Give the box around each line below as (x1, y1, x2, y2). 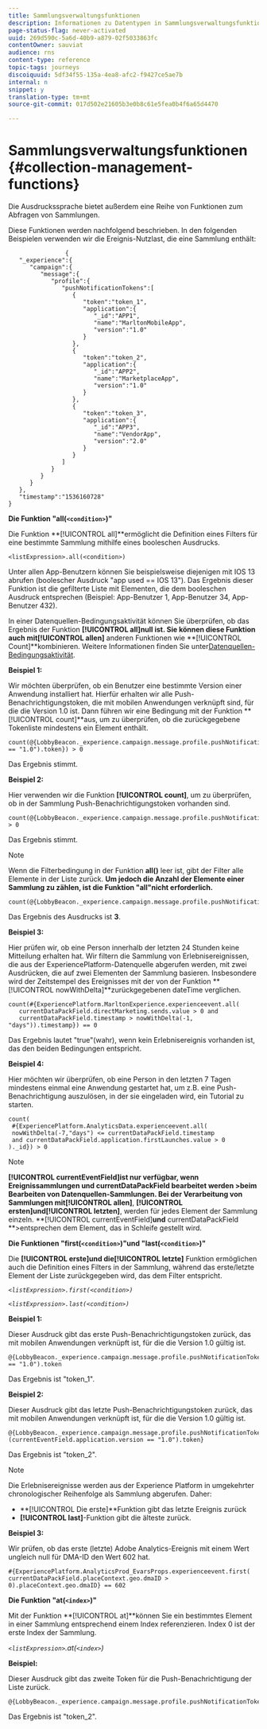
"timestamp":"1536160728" (18, 493, 105, 501)
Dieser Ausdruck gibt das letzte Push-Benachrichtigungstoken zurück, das (8, 1405, 253, 1415)
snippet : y (8, 85, 44, 94)
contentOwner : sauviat (8, 41, 83, 49)
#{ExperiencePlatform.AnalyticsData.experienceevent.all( (11, 1122, 208, 1130)
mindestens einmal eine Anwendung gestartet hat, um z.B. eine (8, 1083, 215, 1093)
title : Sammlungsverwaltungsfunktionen (8, 11, 141, 20)
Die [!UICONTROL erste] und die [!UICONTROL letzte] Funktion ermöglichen (8, 1254, 257, 1264)
